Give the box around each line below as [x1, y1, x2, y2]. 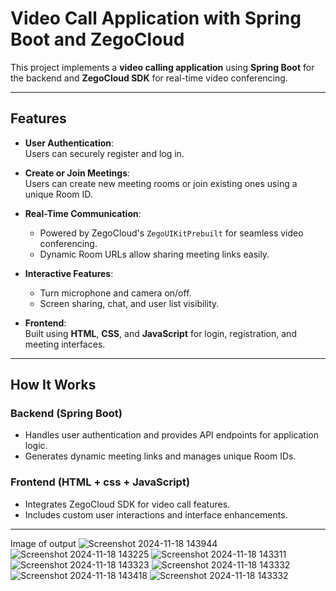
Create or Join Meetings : [24, 167, 131, 179]
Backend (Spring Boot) [10, 407, 123, 421]
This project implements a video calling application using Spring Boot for [10, 61, 315, 73]
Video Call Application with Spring [10, 7, 302, 30]
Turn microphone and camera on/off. [39, 287, 192, 299]
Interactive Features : [24, 267, 114, 279]
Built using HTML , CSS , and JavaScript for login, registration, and [24, 327, 297, 339]
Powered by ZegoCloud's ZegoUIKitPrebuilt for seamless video [39, 227, 304, 239]
